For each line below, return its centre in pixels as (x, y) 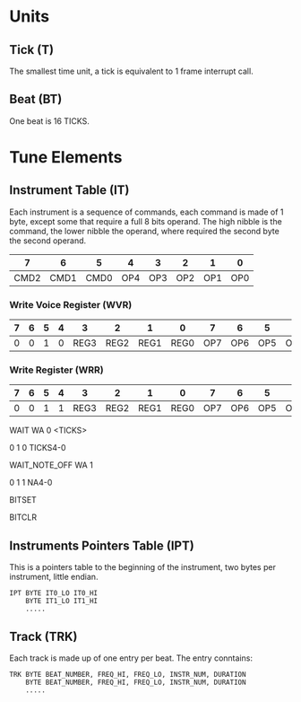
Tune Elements (66, 157)
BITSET (23, 500)
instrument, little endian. (54, 577)
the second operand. (48, 241)
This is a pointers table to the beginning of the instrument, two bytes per (142, 567)
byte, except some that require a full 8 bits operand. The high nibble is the (146, 221)
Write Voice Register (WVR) (71, 304)
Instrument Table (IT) (69, 190)
